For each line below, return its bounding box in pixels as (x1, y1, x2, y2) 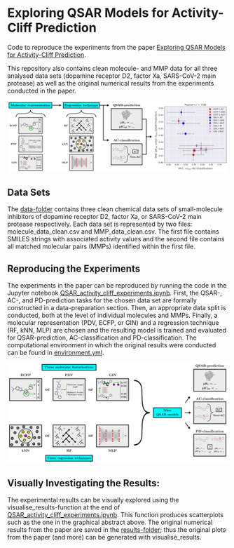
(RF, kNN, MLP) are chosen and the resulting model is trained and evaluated (7, 326, 226, 334)
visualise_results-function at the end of (7, 503, 121, 512)
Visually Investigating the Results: (7, 477, 160, 489)
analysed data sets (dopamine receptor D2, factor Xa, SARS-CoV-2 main (7, 72, 216, 80)
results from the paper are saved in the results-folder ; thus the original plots (7, 526, 226, 534)
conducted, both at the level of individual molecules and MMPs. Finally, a (7, 311, 218, 319)
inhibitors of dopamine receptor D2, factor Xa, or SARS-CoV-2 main (7, 213, 202, 221)
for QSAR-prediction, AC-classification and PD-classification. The (7, 333, 198, 342)
